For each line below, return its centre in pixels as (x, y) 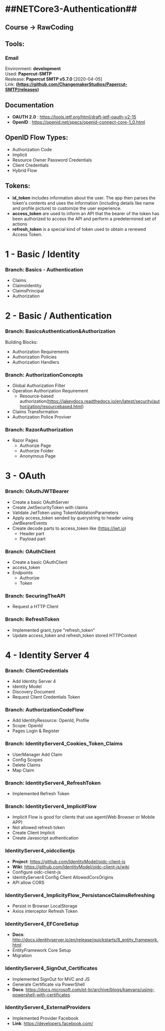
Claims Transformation (35, 412)
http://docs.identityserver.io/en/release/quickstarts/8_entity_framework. (85, 940)
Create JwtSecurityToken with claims (50, 507)
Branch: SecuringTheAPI (35, 596)
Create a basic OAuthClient (40, 562)
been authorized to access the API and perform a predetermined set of (84, 219)
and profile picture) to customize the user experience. (67, 208)
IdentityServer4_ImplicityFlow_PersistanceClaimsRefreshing (80, 895)
